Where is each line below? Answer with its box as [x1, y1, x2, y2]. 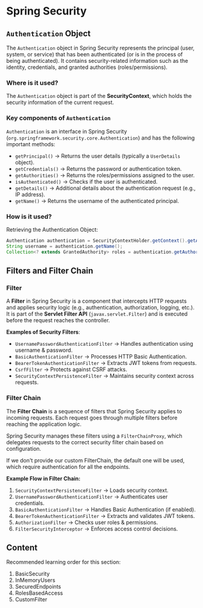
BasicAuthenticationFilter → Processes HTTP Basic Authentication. [14, 353, 187, 360]
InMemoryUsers [14, 577, 56, 584]
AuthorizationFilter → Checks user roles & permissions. [14, 519, 158, 526]
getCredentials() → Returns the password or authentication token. [14, 165, 182, 172]
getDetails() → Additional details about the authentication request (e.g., [14, 184, 196, 192]
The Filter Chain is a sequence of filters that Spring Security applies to [6, 407, 182, 415]
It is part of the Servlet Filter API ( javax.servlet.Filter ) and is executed [6, 310, 188, 318]
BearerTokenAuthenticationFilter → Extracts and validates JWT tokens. [14, 512, 195, 519]
